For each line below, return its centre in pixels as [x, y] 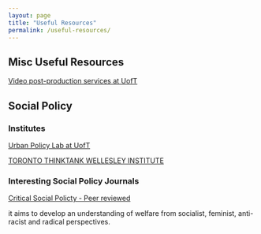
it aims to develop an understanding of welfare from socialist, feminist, [122, 214]
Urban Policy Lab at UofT [49, 145]
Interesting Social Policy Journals [74, 180]
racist [17, 222]
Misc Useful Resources [66, 62]
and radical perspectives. [69, 222]
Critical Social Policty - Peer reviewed [69, 199]
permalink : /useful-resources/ [60, 30]
